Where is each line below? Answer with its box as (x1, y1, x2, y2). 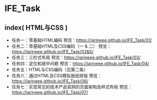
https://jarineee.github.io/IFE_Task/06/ (11, 78, 88, 84)
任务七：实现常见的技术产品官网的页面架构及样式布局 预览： (11, 84, 132, 90)
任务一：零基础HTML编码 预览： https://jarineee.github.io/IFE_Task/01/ (11, 37, 152, 43)
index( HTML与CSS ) (4, 23, 68, 32)
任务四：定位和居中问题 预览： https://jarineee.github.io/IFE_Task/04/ (11, 61, 149, 66)
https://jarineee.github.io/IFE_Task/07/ (11, 89, 88, 95)
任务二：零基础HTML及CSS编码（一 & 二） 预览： (11, 43, 111, 49)
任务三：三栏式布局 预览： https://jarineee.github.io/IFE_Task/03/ (11, 54, 141, 60)
